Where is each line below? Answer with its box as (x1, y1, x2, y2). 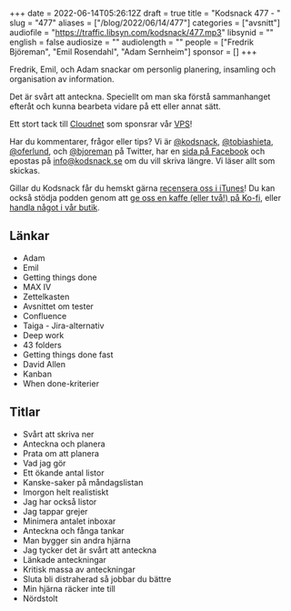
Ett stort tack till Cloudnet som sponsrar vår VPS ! (9, 118, 193, 129)
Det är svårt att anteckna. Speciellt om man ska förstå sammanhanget (9, 91, 271, 102)
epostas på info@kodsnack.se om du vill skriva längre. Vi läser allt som (9, 155, 276, 166)
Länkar (9, 228, 50, 244)
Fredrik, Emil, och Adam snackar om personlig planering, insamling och (9, 64, 276, 75)
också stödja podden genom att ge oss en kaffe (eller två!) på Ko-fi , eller (9, 193, 282, 203)
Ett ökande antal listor (22, 467, 105, 478)
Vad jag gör (22, 457, 66, 468)
